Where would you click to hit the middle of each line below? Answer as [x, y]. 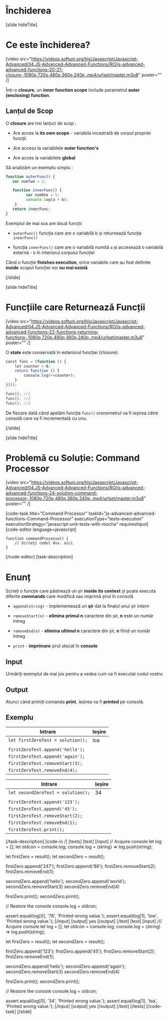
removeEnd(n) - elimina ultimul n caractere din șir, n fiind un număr [81, 631]
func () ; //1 [18, 394]
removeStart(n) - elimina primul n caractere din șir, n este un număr [83, 616]
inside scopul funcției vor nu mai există [47, 267]
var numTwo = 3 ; [29, 181]
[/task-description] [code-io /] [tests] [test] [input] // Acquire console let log [84, 841]
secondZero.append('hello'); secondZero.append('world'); [66, 881]
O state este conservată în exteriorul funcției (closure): [62, 352]
